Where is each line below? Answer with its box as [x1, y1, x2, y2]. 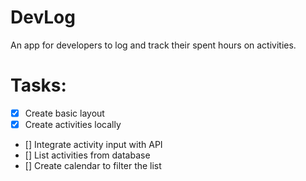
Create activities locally [24, 118, 122, 130]
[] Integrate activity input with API [24, 139, 163, 150]
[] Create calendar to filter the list [24, 160, 162, 171]
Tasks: [10, 74, 67, 97]
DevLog [10, 6, 76, 29]
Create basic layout [24, 107, 105, 119]
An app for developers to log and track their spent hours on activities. [10, 39, 297, 51]
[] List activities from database [24, 149, 151, 161]
